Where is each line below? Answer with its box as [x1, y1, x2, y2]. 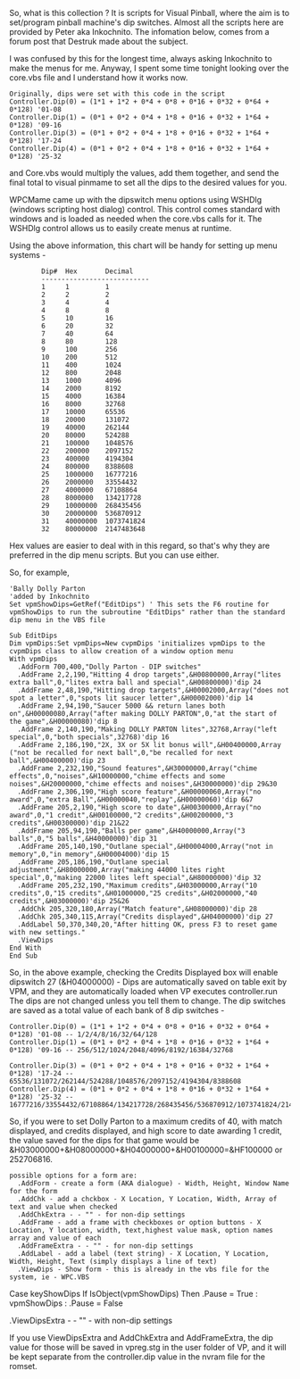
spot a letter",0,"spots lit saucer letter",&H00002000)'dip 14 [9, 694, 254, 702]
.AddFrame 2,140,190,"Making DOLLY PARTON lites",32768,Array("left [17, 725, 278, 734]
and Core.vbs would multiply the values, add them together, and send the [9, 168, 279, 178]
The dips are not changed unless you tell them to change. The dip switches [9, 995, 286, 1006]
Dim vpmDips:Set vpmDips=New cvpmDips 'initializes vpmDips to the [9, 639, 266, 648]
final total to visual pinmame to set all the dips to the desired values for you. [9, 178, 287, 187]
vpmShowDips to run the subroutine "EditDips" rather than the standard [9, 608, 286, 617]
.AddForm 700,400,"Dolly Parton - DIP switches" [17, 662, 202, 671]
